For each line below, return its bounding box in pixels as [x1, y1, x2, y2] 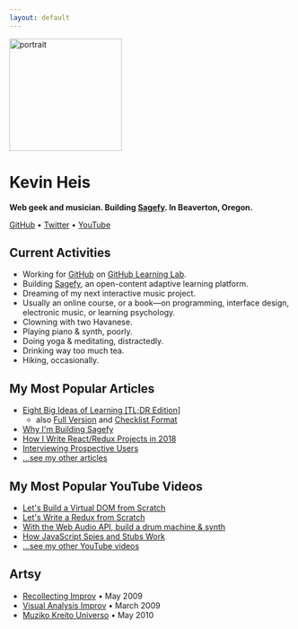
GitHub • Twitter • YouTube [9, 219, 111, 230]
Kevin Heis [9, 172, 92, 192]
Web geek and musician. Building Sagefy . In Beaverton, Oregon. [9, 201, 253, 212]
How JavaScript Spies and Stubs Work [22, 531, 166, 542]
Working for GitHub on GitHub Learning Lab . [22, 269, 187, 279]
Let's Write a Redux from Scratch [22, 512, 145, 522]
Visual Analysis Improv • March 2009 [22, 599, 161, 611]
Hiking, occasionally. [22, 355, 100, 366]
